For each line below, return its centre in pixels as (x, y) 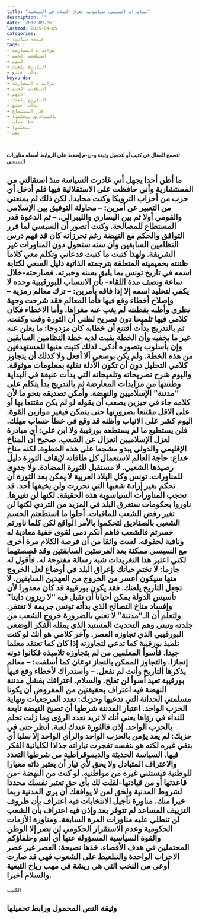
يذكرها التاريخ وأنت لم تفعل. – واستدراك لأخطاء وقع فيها (96, 671)
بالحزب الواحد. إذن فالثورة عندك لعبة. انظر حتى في (89, 727)
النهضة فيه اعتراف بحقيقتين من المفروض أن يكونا (86, 690)
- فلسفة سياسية (25, 39)
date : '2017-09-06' (31, 23)
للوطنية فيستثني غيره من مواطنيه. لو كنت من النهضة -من (99, 773)
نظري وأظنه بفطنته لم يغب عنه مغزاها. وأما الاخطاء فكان (98, 310)
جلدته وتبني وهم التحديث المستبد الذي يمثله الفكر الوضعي (100, 625)
